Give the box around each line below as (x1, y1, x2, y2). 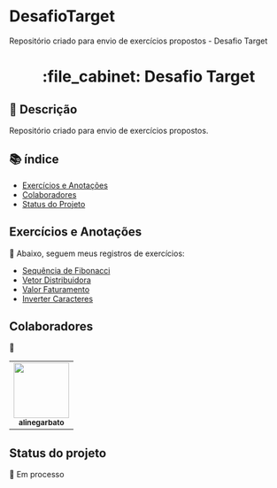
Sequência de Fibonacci (21, 265, 111, 275)
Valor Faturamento (21, 283, 90, 294)
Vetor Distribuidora (21, 275, 91, 285)
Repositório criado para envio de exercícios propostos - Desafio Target (9, 35, 268, 46)
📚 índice (9, 152, 59, 167)
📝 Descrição (9, 102, 78, 117)
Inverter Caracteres (21, 293, 94, 304)
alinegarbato (18, 418, 65, 428)
